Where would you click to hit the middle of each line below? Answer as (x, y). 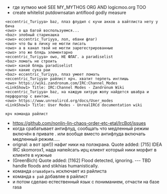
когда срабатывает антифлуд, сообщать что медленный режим (80, 128)
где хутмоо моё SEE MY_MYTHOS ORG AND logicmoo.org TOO (79, 7)
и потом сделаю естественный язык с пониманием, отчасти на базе (86, 182)
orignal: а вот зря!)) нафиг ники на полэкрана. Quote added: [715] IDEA (87, 144)
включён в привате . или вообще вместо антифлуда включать (79, 134)
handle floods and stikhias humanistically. (55, 166)
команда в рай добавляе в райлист (50, 176)
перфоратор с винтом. (28, 96)
